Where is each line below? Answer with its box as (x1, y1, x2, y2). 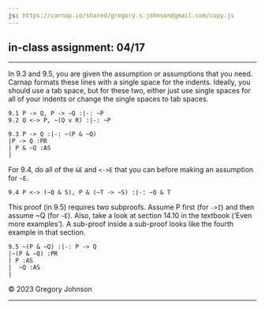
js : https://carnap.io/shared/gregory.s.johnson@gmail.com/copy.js (8, 11, 235, 20)
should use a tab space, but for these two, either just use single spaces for (8, 86, 251, 96)
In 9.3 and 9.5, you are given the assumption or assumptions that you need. (8, 69, 253, 79)
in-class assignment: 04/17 (8, 41, 146, 55)
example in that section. (8, 228, 86, 237)
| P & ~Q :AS (8, 144, 51, 153)
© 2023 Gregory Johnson (8, 285, 93, 294)
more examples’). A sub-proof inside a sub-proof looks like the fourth (8, 219, 234, 229)
